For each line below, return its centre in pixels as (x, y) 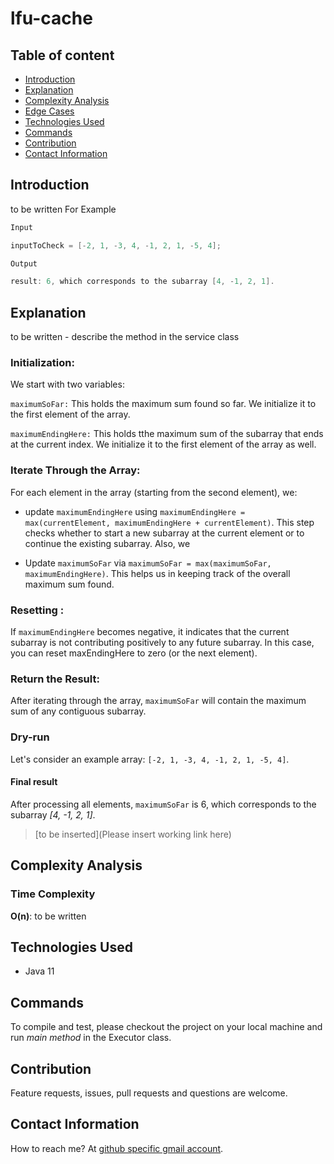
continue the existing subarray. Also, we (107, 543)
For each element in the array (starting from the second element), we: (154, 492)
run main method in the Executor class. (91, 1038)
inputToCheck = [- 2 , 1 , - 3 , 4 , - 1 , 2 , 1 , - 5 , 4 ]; (116, 245)
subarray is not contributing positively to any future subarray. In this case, (162, 643)
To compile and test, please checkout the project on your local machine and (166, 1027)
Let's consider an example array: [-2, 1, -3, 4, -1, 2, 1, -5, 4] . (150, 759)
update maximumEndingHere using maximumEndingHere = (135, 511)
